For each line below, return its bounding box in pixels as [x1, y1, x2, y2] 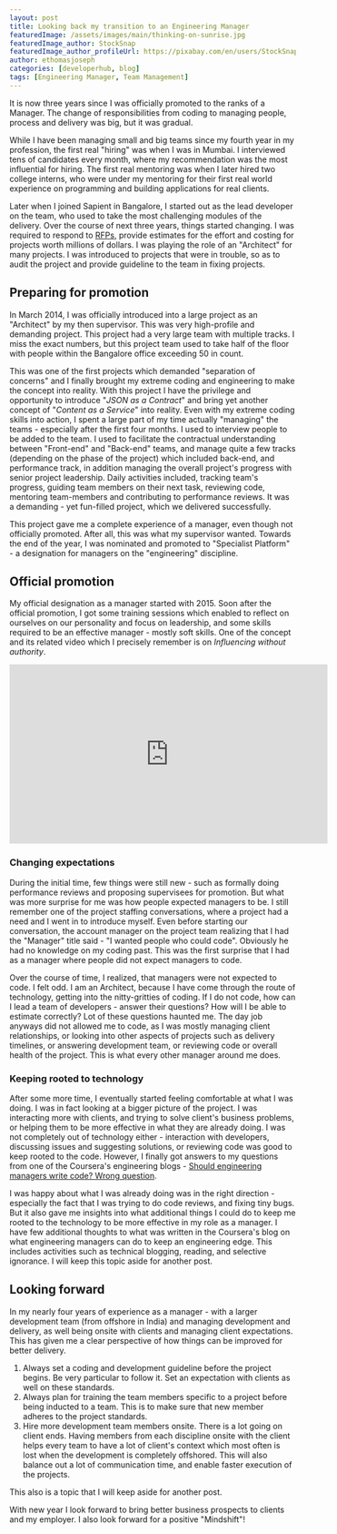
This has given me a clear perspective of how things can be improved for [9, 1335, 283, 1346]
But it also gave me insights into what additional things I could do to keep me [9, 1207, 296, 1218]
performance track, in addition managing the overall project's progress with [9, 462, 292, 473]
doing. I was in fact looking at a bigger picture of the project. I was [9, 1102, 258, 1113]
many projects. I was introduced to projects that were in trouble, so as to [9, 249, 281, 259]
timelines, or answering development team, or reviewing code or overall [9, 1040, 278, 1051]
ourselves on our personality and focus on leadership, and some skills [9, 617, 272, 628]
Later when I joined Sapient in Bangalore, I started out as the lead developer [9, 200, 293, 211]
